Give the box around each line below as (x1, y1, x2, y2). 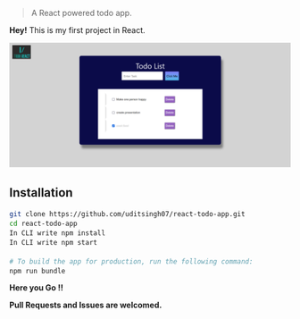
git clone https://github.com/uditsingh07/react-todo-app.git (9, 210, 246, 219)
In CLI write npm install (9, 229, 105, 238)
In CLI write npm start (9, 238, 98, 247)
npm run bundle (9, 266, 66, 275)
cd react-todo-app (9, 219, 78, 229)
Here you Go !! (9, 282, 64, 293)
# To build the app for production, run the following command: (9, 256, 254, 266)
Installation (9, 185, 73, 200)
